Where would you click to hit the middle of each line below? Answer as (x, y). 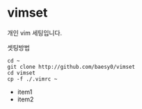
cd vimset (22, 73)
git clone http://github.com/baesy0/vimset (71, 67)
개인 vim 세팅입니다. (35, 33)
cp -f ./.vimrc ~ (32, 79)
